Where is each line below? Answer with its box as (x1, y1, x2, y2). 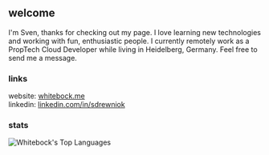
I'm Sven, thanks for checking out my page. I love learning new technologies (8, 27, 262, 37)
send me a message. (8, 53, 78, 62)
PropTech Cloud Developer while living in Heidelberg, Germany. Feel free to (8, 44, 259, 54)
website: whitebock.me (8, 91, 86, 101)
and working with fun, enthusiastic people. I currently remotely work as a (8, 36, 250, 46)
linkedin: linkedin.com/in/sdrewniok (8, 100, 126, 109)
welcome (8, 6, 55, 20)
